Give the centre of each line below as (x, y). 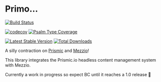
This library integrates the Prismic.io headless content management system (81, 60)
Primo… (22, 9)
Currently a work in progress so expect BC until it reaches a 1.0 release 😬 (78, 74)
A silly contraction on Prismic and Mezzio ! (47, 50)
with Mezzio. (18, 65)
